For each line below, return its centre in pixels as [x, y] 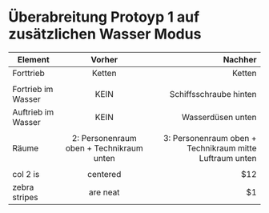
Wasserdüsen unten [219, 117]
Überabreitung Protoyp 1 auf [104, 17]
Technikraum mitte [222, 148]
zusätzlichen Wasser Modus [105, 34]
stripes [25, 197]
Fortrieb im [33, 89]
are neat [104, 192]
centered [104, 174]
